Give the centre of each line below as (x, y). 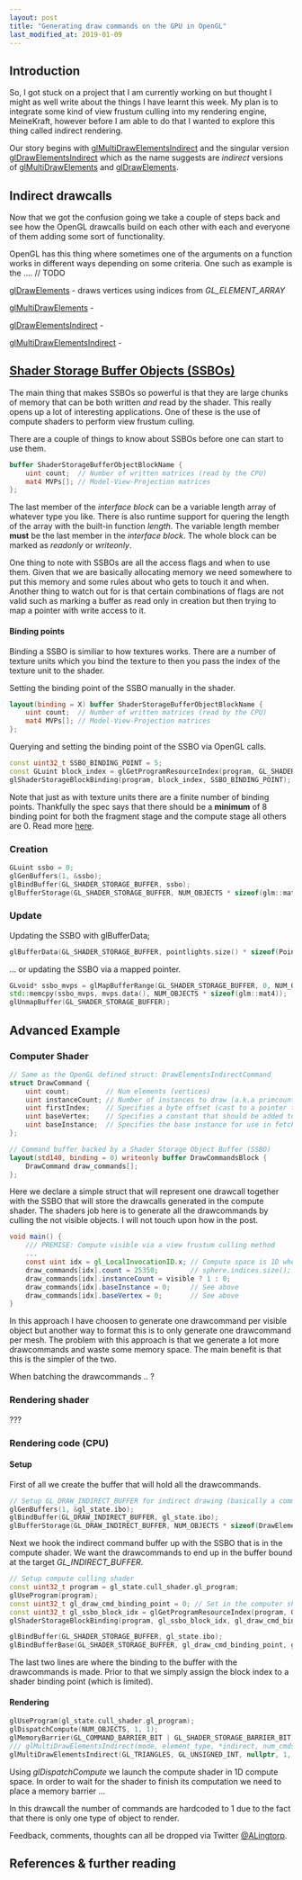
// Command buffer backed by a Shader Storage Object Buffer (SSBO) (140, 1149)
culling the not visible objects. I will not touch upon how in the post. (134, 1220)
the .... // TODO (37, 273)
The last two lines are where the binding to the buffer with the (124, 1662)
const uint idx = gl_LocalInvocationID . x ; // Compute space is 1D (152, 1262)
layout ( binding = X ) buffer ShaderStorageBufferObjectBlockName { (136, 704)
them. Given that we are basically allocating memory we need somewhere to (151, 572)
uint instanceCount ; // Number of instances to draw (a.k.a (140, 1100)
